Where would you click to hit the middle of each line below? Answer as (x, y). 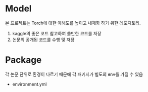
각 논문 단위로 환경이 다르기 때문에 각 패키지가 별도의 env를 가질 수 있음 (74, 74)
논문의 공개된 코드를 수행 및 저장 (43, 40)
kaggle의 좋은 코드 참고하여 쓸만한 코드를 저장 (57, 33)
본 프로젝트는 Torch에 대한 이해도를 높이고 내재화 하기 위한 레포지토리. (73, 23)
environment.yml (29, 84)
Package (24, 60)
